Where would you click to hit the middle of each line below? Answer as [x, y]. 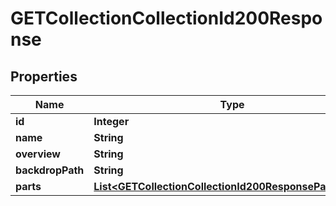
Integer [111, 121]
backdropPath [50, 170]
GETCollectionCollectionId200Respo [166, 18]
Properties [44, 76]
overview [38, 154]
